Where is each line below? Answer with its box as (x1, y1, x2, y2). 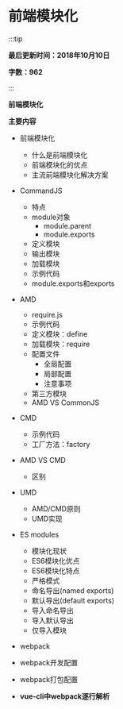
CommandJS (19, 186, 63, 195)
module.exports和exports (31, 279, 115, 288)
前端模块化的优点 (31, 160, 88, 169)
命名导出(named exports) (31, 585, 114, 595)
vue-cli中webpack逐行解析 (19, 692, 110, 701)
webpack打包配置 (19, 674, 78, 684)
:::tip (8, 33, 23, 44)
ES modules (19, 530, 60, 539)
